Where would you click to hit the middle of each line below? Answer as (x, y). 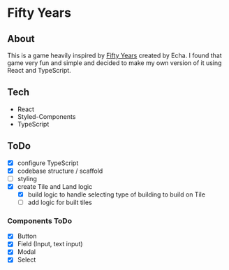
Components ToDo (39, 220)
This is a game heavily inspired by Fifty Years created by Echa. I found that (114, 55)
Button (27, 236)
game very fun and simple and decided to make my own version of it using (114, 63)
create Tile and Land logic (55, 186)
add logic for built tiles (60, 202)
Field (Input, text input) (50, 244)
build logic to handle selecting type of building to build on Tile (117, 194)
